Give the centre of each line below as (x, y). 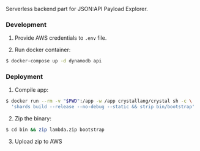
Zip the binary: (33, 119)
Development (26, 24)
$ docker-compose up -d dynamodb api (54, 61)
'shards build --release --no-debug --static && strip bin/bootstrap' (103, 107)
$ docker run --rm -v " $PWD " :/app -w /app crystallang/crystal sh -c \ (99, 101)
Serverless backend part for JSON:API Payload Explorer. (77, 9)
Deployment (24, 77)
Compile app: (31, 90)
